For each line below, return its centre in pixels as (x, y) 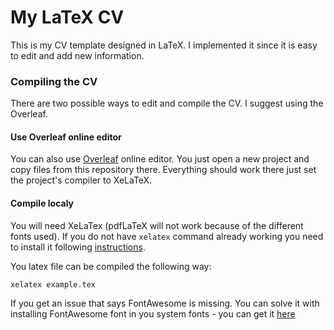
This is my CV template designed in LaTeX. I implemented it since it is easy (164, 45)
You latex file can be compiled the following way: (111, 266)
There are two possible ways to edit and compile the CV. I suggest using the (167, 103)
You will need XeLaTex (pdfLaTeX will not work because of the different (157, 225)
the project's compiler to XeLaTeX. (81, 180)
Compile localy (42, 203)
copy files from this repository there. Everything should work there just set (163, 170)
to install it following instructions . (78, 247)
